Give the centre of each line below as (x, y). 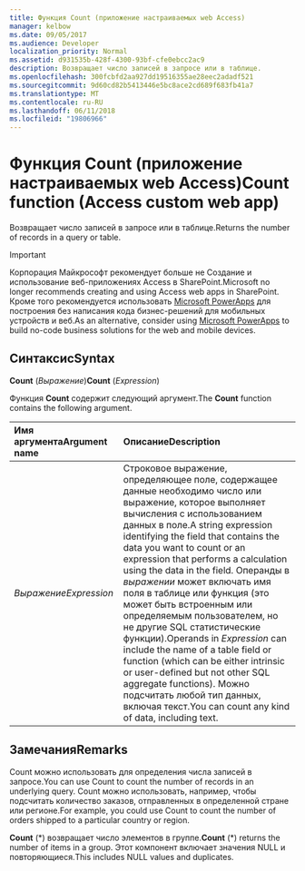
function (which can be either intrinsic (204, 661)
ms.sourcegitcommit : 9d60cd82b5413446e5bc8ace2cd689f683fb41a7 (132, 85)
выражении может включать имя (197, 582)
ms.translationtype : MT (54, 93)
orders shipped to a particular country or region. (100, 820)
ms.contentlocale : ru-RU (56, 102)
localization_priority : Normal (69, 52)
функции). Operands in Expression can (205, 638)
